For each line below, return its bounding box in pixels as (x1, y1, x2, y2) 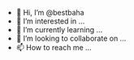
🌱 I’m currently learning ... (15, 25, 103, 34)
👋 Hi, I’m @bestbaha (15, 8, 84, 17)
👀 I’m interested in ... (15, 16, 85, 26)
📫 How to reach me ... (15, 43, 92, 52)
